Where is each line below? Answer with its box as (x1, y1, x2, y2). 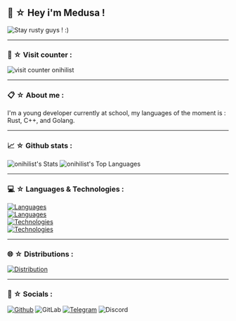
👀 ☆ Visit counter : (7, 50, 72, 60)
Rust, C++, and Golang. (7, 117, 75, 125)
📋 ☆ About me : (7, 91, 65, 100)
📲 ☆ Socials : (7, 289, 53, 299)
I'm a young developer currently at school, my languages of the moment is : (7, 109, 226, 117)
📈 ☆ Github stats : (7, 141, 72, 151)
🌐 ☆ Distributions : (7, 249, 74, 258)
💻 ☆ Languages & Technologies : (7, 184, 124, 194)
